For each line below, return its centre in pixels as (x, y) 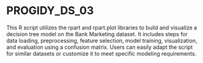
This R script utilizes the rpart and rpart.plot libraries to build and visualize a (102, 28)
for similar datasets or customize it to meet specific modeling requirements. (102, 53)
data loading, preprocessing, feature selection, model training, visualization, (102, 40)
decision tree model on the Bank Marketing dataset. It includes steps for (97, 34)
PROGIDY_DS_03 (50, 11)
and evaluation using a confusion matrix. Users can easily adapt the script (100, 47)
